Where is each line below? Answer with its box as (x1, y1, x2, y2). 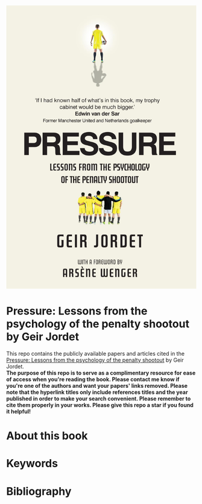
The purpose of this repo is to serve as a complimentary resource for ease (6, 369, 196, 376)
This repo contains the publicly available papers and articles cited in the (6, 350, 185, 357)
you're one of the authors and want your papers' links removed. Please (6, 382, 188, 389)
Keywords (6, 457, 58, 471)
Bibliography (6, 484, 72, 498)
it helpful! (6, 408, 31, 415)
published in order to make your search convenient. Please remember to (6, 394, 191, 402)
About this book (6, 429, 88, 443)
